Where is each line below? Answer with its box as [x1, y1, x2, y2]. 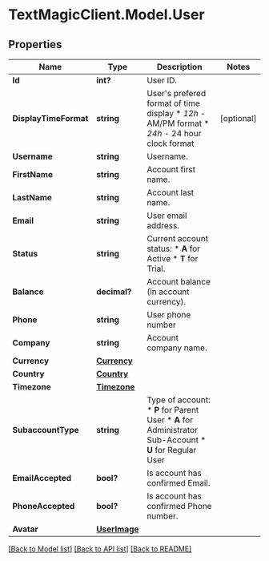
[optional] [219, 113, 257, 123]
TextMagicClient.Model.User [8, 6, 206, 24]
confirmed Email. [147, 478, 211, 488]
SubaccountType [12, 425, 79, 435]
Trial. [147, 263, 166, 274]
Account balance [147, 276, 211, 287]
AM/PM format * [147, 118, 210, 129]
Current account [147, 233, 209, 244]
